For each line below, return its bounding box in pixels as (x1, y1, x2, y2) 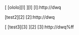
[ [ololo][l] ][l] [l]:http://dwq (5, 5, 61, 10)
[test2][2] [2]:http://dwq (5, 14, 55, 20)
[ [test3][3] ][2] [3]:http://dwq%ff (5, 24, 74, 30)
